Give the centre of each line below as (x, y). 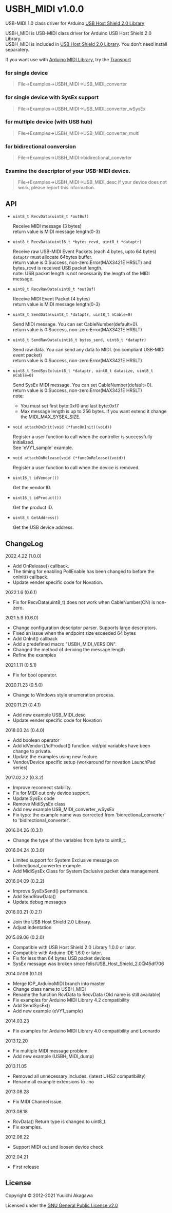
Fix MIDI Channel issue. (38, 1102)
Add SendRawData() (34, 897)
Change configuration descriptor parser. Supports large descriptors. (85, 628)
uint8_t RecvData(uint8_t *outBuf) (51, 217)
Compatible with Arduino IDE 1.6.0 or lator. (57, 953)
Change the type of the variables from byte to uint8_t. (70, 840)
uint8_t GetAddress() (36, 518)
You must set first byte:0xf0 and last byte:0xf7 (70, 406)
